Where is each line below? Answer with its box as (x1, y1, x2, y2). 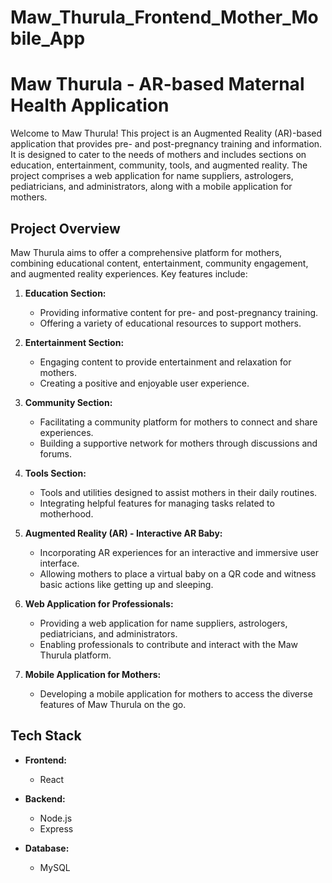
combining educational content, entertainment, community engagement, (10, 257, 309, 269)
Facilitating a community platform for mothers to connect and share (39, 416, 318, 428)
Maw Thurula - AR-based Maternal (10, 73, 305, 96)
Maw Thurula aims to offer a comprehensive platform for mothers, (10, 246, 283, 258)
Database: (24, 842, 70, 854)
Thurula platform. (39, 649, 112, 661)
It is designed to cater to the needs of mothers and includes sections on (10, 149, 307, 161)
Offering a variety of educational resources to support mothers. (39, 317, 302, 329)
